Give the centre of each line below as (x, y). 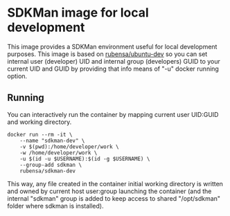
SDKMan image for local (78, 13)
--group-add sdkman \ (51, 165)
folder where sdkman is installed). (55, 206)
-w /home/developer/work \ (59, 153)
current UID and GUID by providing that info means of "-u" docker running (113, 69)
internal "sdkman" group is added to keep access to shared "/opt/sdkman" (114, 198)
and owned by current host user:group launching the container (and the (109, 191)
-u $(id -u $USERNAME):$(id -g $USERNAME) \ (85, 159)
